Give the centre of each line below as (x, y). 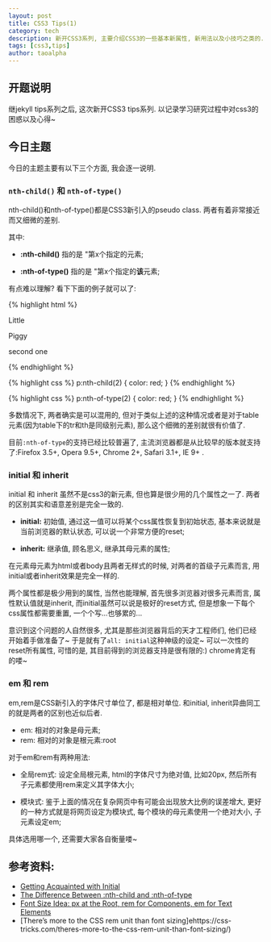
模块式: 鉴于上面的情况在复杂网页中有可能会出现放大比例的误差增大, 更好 (141, 801)
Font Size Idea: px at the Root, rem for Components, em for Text (126, 903)
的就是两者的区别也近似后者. (56, 713)
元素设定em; (41, 821)
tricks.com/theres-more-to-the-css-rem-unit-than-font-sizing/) (125, 929)
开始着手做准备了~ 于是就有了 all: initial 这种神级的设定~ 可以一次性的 (129, 640)
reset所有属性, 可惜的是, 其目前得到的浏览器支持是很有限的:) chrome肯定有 (132, 651)
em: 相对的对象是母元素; (60, 730)
